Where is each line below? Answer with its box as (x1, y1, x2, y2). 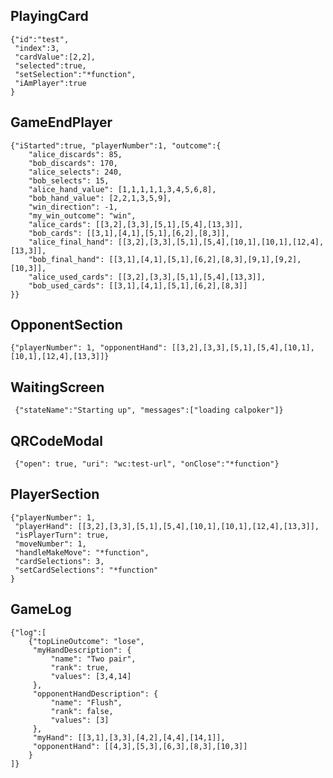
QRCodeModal (10, 432, 103, 449)
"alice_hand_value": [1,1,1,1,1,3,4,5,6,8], (28, 184, 217, 194)
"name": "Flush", (50, 697, 123, 708)
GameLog (10, 601, 72, 618)
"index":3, (14, 43, 60, 53)
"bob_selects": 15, (28, 175, 110, 186)
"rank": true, (50, 662, 110, 673)
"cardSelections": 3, (14, 556, 105, 566)
